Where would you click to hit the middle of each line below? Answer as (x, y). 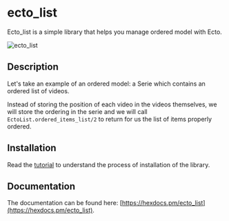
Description (33, 67)
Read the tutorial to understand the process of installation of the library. (109, 164)
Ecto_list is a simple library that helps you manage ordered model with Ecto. (114, 32)
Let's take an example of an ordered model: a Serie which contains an (106, 84)
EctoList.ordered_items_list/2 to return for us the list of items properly (110, 119)
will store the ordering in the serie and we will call (77, 111)
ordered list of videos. (38, 90)
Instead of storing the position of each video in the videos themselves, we (112, 104)
